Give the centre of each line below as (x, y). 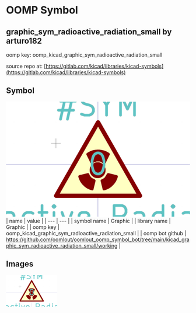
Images (20, 264)
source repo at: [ (26, 66)
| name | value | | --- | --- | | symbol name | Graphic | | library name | (88, 221)
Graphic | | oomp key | (33, 227)
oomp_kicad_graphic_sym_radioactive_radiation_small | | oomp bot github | (96, 233)
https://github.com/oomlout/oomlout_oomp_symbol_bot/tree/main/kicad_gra (98, 239)
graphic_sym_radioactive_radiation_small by (89, 32)
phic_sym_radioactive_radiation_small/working (62, 245)
